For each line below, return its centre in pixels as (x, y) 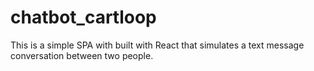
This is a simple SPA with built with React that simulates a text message (157, 45)
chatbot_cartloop (83, 17)
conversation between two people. (82, 55)
